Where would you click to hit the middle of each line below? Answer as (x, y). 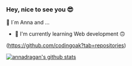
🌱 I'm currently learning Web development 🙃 (70, 34)
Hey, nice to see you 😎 (40, 10)
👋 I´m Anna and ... (28, 23)
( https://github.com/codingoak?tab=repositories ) (66, 45)
